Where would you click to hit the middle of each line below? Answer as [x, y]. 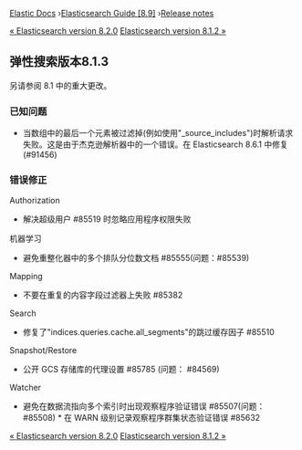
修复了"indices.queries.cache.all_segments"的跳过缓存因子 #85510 [149, 332]
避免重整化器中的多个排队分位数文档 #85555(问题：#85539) [136, 258]
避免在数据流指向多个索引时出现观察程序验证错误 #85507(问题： [144, 406]
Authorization [35, 201]
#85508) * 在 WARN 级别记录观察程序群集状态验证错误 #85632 [141, 418]
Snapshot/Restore [43, 351]
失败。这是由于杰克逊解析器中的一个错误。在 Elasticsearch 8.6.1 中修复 [156, 144]
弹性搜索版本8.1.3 [59, 62]
